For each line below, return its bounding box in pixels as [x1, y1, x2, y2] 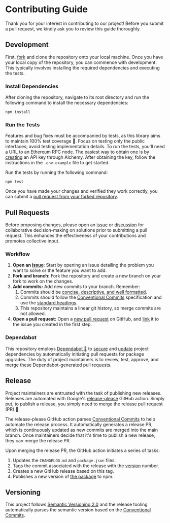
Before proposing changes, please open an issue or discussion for [5, 222, 144, 228]
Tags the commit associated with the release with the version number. [12, 463, 159, 469]
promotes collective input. [5, 238, 60, 244]
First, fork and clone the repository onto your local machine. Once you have [5, 54, 163, 60]
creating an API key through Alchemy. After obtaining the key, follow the [5, 154, 156, 160]
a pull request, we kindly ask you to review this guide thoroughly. [5, 25, 141, 31]
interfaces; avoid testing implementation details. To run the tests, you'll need [5, 144, 165, 150]
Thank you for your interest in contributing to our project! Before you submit [5, 20, 164, 26]
